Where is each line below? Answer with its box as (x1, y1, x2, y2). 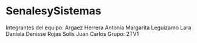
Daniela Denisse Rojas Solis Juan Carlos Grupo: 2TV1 (5, 30, 139, 37)
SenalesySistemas (5, 4, 102, 18)
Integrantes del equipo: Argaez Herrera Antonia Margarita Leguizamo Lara (5, 24, 192, 31)
